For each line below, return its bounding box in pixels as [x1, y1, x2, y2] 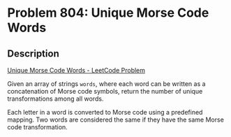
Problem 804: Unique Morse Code [7, 5, 209, 21]
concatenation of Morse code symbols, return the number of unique [7, 87, 203, 95]
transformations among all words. [7, 94, 104, 103]
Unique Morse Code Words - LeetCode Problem [7, 66, 145, 74]
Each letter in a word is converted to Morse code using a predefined [7, 108, 203, 116]
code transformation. [7, 123, 68, 131]
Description [7, 48, 59, 59]
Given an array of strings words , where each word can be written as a [7, 80, 206, 88]
